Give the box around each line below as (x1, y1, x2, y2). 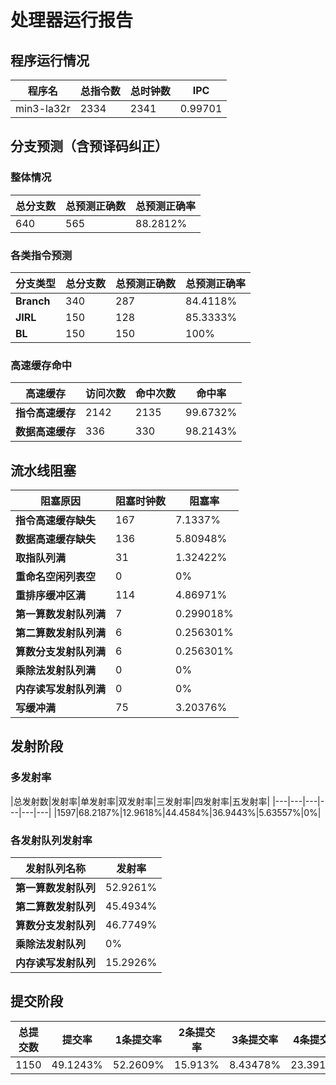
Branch (15, 294, 51, 308)
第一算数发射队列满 (15, 607, 107, 621)
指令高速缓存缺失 (15, 514, 97, 528)
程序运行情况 (10, 52, 90, 69)
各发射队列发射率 (10, 833, 93, 847)
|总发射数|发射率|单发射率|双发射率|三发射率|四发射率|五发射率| (10, 795, 271, 807)
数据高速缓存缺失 (15, 532, 97, 546)
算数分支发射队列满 (15, 645, 107, 659)
